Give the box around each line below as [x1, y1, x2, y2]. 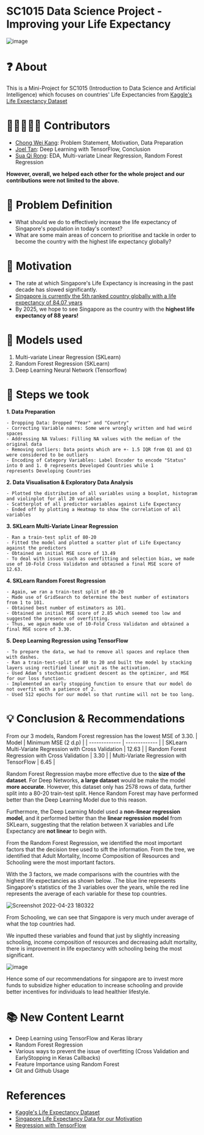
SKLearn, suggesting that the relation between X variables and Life [6, 821, 174, 828]
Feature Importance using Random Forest [15, 1061, 120, 1068]
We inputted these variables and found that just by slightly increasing [6, 932, 180, 939]
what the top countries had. [6, 920, 76, 927]
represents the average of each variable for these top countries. [6, 890, 167, 897]
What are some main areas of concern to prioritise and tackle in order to [15, 231, 197, 239]
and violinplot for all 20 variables [6, 496, 102, 502]
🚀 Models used [6, 333, 83, 347]
